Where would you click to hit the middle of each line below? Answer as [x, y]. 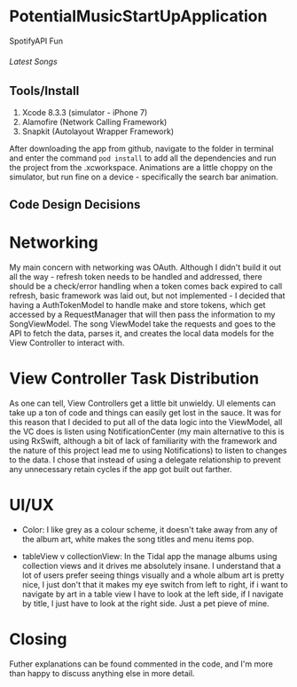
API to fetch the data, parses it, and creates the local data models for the [142, 333]
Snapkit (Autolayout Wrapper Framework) [98, 131]
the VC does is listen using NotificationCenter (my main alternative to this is [147, 431]
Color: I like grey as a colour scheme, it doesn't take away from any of [149, 529]
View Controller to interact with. [67, 343]
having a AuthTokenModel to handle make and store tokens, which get [137, 304]
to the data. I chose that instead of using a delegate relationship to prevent [145, 460]
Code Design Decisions [75, 205]
